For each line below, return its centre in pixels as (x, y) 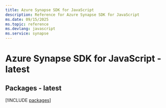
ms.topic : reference (27, 24)
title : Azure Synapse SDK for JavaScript (50, 10)
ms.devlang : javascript (30, 29)
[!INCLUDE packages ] (28, 100)
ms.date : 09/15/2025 (27, 19)
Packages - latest (34, 88)
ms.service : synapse (27, 33)
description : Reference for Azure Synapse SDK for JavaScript (72, 15)
